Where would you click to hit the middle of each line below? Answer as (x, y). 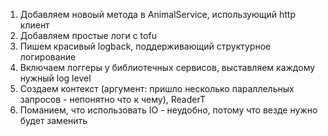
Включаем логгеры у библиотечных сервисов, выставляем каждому (167, 67)
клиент (34, 25)
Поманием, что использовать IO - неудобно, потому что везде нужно (168, 110)
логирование (48, 57)
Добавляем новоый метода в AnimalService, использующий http (157, 14)
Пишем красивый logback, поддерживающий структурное (145, 46)
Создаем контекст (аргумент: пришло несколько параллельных (157, 88)
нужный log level (55, 78)
